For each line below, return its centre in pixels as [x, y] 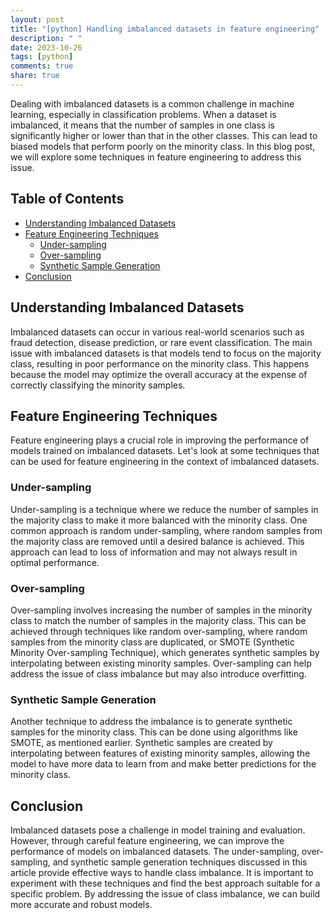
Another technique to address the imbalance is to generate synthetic [151, 722]
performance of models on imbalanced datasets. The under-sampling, [155, 852]
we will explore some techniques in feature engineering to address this [156, 157]
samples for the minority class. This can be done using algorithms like [154, 732]
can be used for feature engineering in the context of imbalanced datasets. [165, 462]
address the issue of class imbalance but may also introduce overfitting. [158, 673]
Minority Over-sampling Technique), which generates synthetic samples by [165, 652]
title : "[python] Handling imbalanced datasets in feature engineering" [165, 29]
